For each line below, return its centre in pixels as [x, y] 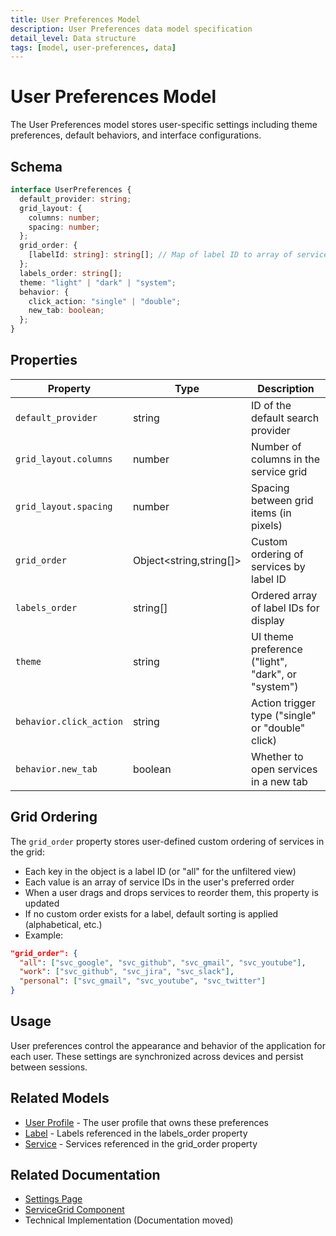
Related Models [60, 1098]
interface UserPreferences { [71, 190]
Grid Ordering [54, 817]
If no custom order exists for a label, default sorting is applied [151, 913]
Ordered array [284, 595]
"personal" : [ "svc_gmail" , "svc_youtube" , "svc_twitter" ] [143, 981]
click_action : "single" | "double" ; [105, 301]
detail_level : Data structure [73, 38]
